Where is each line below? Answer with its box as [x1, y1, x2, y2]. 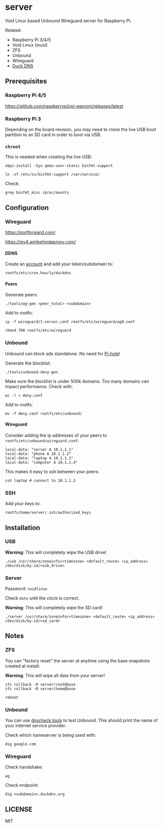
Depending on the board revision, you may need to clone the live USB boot [5, 126, 156, 132]
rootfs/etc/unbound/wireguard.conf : [5, 437, 80, 443]
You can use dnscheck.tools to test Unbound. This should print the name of [5, 717, 158, 723]
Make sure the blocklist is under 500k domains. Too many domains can [5, 378, 149, 384]
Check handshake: [5, 764, 43, 770]
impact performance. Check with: [5, 383, 73, 389]
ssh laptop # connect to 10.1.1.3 [5, 478, 76, 483]
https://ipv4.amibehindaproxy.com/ [5, 239, 76, 245]
